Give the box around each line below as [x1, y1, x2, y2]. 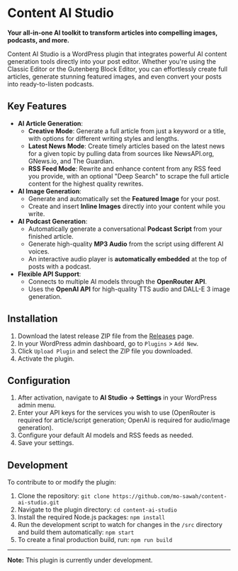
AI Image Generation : [17, 186, 81, 196]
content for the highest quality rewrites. [28, 179, 144, 188]
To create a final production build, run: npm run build [17, 536, 173, 544]
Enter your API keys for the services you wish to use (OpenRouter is [17, 409, 216, 417]
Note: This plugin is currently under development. [7, 556, 153, 565]
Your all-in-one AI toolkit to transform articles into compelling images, [7, 28, 218, 37]
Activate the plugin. [17, 354, 75, 363]
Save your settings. [17, 439, 74, 447]
